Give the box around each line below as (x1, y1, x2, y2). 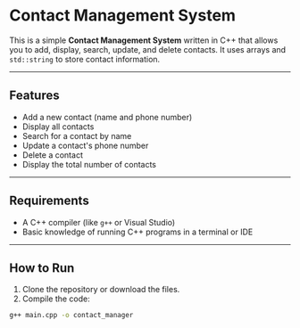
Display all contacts (21, 121, 95, 132)
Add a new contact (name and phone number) (21, 111, 193, 122)
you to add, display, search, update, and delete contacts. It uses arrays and (9, 44, 287, 54)
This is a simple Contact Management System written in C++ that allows (9, 35, 279, 45)
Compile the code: (21, 293, 91, 304)
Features (9, 88, 60, 103)
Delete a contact (21, 149, 83, 160)
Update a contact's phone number (21, 140, 149, 151)
